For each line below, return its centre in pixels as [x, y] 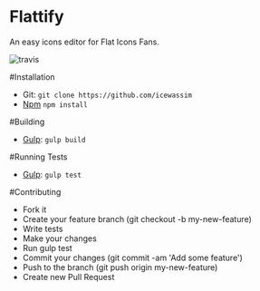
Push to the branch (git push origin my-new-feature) [120, 267]
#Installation [33, 77]
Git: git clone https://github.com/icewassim [107, 94]
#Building [27, 121]
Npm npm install [55, 104]
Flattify [37, 17]
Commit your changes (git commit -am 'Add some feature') [132, 257]
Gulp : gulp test [52, 174]
